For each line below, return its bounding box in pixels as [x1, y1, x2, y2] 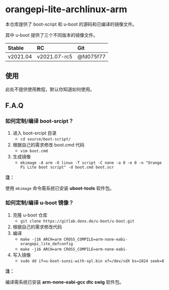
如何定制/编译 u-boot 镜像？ [5, 199, 74, 206]
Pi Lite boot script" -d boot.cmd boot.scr [20, 165, 115, 170]
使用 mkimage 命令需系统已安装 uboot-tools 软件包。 [5, 185, 115, 191]
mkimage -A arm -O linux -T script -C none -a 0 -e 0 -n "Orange [20, 160, 162, 165]
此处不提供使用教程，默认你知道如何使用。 [5, 86, 95, 92]
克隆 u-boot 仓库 [12, 212, 47, 218]
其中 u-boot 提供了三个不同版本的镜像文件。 [5, 32, 98, 38]
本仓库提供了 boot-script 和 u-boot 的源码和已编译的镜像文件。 [5, 21, 137, 27]
